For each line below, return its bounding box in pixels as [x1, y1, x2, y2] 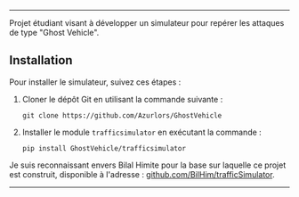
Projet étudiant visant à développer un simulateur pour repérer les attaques [9, 18, 285, 28]
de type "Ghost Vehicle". [9, 28, 100, 37]
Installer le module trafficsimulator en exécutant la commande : [21, 127, 263, 137]
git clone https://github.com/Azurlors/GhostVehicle [21, 111, 222, 120]
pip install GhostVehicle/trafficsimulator [21, 144, 187, 152]
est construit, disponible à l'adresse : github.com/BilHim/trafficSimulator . [9, 168, 275, 179]
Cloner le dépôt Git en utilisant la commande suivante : [21, 94, 223, 104]
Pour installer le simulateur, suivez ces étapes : [9, 77, 182, 87]
